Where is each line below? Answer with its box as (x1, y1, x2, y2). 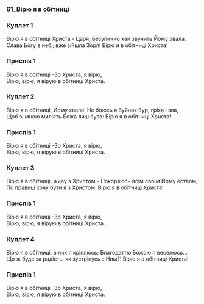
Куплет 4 (6, 234, 35, 243)
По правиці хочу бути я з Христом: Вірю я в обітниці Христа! (6, 184, 164, 191)
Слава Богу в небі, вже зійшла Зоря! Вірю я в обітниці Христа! (6, 42, 168, 49)
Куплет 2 (6, 92, 35, 101)
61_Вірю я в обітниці (6, 5, 69, 13)
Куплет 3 (6, 164, 35, 172)
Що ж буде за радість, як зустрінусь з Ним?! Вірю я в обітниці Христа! (6, 255, 189, 262)
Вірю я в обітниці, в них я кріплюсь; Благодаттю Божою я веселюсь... (6, 249, 188, 256)
